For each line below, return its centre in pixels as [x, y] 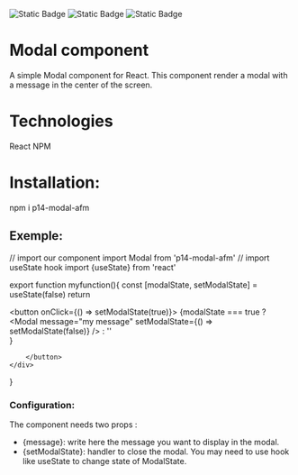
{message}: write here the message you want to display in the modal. [151, 442]
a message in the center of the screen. [81, 85]
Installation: [55, 183]
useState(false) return [50, 294]
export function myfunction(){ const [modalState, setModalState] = [134, 285]
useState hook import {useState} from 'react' [93, 267]
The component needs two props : [73, 425]
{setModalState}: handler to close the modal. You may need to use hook [156, 452]
